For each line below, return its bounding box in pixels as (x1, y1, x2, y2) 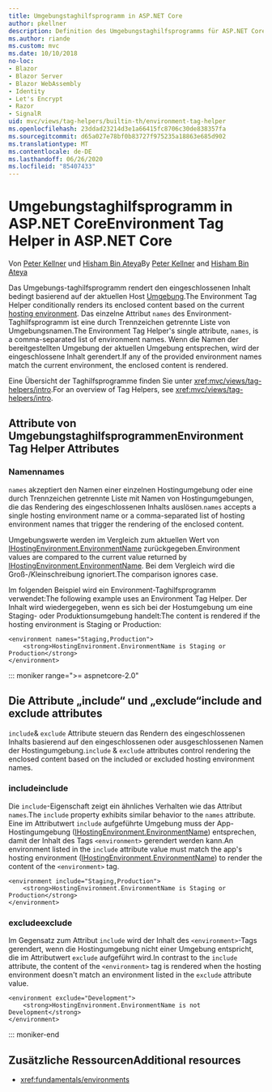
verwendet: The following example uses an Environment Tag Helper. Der (8, 593, 248, 604)
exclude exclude (8, 917, 73, 928)
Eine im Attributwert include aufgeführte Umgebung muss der (8, 818, 215, 828)
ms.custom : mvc (8, 42, 60, 50)
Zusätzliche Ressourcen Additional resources (8, 1053, 241, 1067)
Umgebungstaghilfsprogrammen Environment (8, 429, 244, 443)
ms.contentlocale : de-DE (8, 147, 92, 156)
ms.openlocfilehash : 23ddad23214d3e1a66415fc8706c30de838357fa (8, 125, 227, 133)
